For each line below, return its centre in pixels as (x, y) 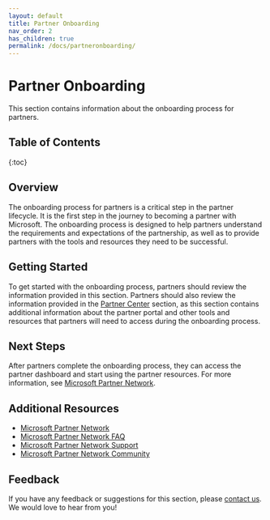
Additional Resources (64, 409)
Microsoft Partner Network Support (79, 445)
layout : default (36, 16)
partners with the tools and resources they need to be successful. (118, 241)
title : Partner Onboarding (54, 23)
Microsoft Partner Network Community (85, 454)
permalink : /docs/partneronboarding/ (72, 46)
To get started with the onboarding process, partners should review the (128, 286)
